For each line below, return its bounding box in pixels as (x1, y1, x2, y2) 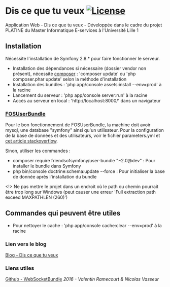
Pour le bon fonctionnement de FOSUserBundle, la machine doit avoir (5, 122, 151, 128)
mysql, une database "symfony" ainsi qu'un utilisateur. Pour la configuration (5, 127, 164, 133)
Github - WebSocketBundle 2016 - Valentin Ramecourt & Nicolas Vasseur (5, 276, 159, 282)
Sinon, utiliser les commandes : (5, 148, 71, 154)
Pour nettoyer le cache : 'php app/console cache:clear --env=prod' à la (12, 222, 162, 228)
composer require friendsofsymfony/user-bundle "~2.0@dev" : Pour (12, 158, 156, 164)
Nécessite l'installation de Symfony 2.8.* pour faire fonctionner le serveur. (5, 55, 160, 61)
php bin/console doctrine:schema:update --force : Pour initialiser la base (12, 168, 165, 174)
